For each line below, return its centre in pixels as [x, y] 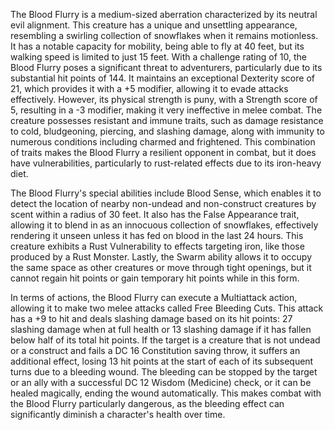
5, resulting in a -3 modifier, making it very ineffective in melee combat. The [166, 110]
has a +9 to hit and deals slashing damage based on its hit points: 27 [151, 318]
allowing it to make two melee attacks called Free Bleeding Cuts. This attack [167, 308]
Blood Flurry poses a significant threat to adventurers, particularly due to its [166, 67]
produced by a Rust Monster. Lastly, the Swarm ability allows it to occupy [161, 257]
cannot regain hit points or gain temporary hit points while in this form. [155, 278]
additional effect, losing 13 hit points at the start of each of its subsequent [162, 361]
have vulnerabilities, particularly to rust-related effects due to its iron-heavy [166, 163]
